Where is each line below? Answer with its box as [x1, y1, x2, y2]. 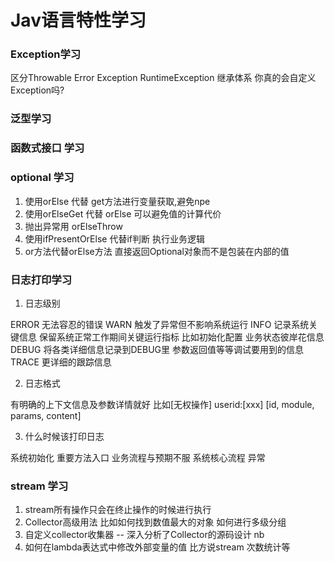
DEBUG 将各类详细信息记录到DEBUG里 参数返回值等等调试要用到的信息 [10, 343, 304, 355]
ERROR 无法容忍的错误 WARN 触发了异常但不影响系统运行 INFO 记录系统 [10, 318, 310, 330]
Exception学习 [10, 47, 82, 61]
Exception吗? [10, 84, 65, 96]
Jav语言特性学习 [10, 9, 147, 32]
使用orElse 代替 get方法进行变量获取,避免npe [24, 195, 211, 207]
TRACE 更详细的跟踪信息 [10, 356, 112, 368]
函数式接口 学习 [10, 141, 85, 155]
